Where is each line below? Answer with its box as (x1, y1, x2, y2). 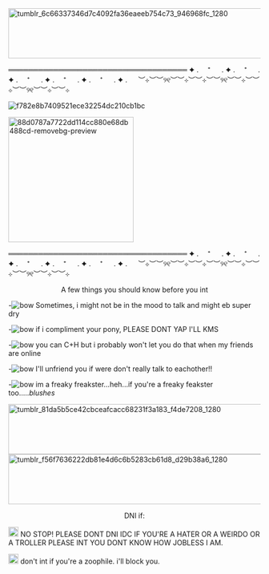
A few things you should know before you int (61, 285, 208, 294)
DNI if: (123, 511, 146, 520)
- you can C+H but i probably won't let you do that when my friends (8, 340, 254, 350)
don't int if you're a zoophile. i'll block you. (19, 556, 160, 566)
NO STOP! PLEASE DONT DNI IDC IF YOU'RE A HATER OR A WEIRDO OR (19, 529, 260, 539)
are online (8, 349, 42, 358)
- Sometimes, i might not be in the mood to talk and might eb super (8, 301, 251, 309)
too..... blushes (8, 388, 55, 398)
